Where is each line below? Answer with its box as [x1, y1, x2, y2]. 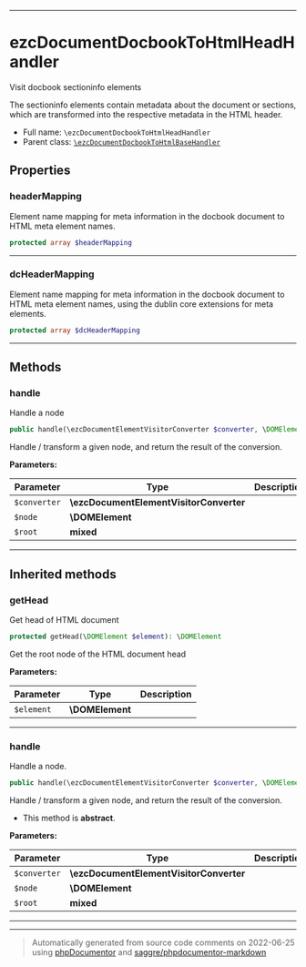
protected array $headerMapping [9, 238, 132, 247]
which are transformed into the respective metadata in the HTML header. [9, 108, 283, 119]
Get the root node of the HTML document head [9, 648, 187, 659]
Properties [9, 163, 71, 178]
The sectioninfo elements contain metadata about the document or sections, [9, 99, 297, 110]
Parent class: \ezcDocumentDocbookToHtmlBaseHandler [22, 136, 221, 147]
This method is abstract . [22, 812, 116, 823]
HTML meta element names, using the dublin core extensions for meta [9, 298, 274, 310]
